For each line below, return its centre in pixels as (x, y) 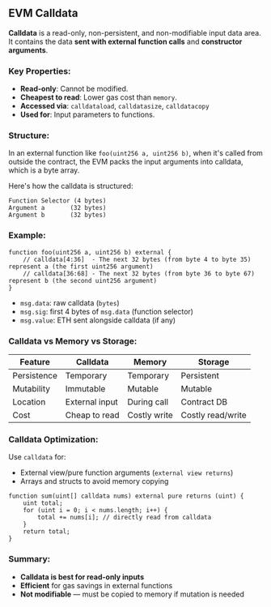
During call (148, 402)
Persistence (35, 376)
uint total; (43, 503)
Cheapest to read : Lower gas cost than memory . (99, 97)
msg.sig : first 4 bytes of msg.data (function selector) (107, 311)
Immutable (85, 389)
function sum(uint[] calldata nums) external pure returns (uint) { (126, 496)
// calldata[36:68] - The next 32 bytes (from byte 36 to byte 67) (139, 274)
